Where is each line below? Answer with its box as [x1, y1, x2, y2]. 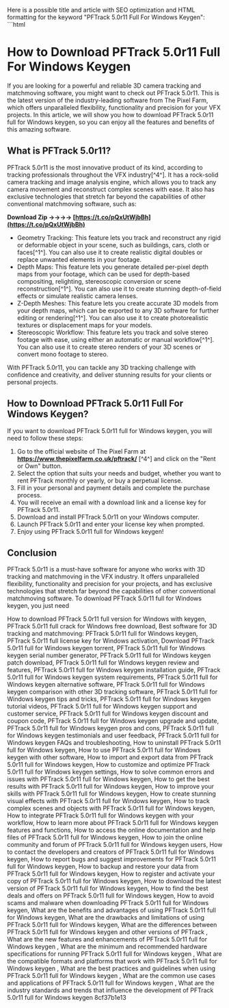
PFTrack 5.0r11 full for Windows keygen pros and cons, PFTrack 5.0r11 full [7, 724, 215, 733]
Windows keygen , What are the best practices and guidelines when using [7, 964, 216, 972]
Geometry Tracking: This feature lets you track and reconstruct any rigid [16, 233, 221, 242]
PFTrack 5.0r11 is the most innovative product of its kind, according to [7, 163, 203, 171]
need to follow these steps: [7, 434, 83, 442]
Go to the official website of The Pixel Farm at [16, 447, 146, 455]
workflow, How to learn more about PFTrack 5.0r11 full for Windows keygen [7, 819, 219, 827]
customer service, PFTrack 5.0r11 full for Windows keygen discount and [7, 709, 208, 718]
